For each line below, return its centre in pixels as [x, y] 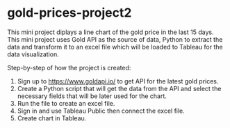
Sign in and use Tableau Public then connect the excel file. [101, 111]
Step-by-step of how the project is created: [69, 67]
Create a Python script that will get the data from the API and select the [119, 88]
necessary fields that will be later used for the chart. [92, 96]
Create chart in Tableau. [52, 118]
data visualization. [33, 54]
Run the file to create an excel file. [66, 103]
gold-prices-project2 [69, 13]
